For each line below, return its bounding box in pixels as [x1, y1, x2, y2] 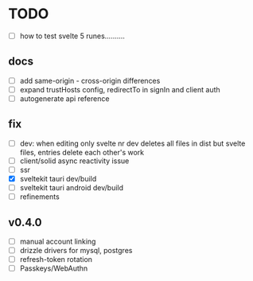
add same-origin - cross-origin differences [19, 76, 161, 85]
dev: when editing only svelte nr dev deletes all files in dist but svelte [19, 139, 246, 148]
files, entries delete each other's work [19, 147, 145, 157]
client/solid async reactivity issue [19, 156, 130, 166]
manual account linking [19, 236, 96, 246]
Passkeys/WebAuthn [19, 263, 88, 273]
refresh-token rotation [19, 255, 93, 264]
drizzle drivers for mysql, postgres [19, 246, 133, 256]
